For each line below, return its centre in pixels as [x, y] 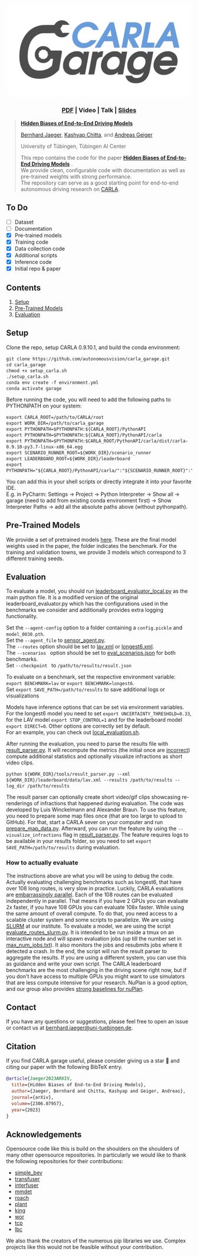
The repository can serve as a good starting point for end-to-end [99, 183]
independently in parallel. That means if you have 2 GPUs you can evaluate [97, 900]
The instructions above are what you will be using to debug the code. [90, 876]
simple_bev [29, 1173]
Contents [24, 288]
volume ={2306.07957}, [38, 1103]
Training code [32, 242]
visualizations [23, 696]
